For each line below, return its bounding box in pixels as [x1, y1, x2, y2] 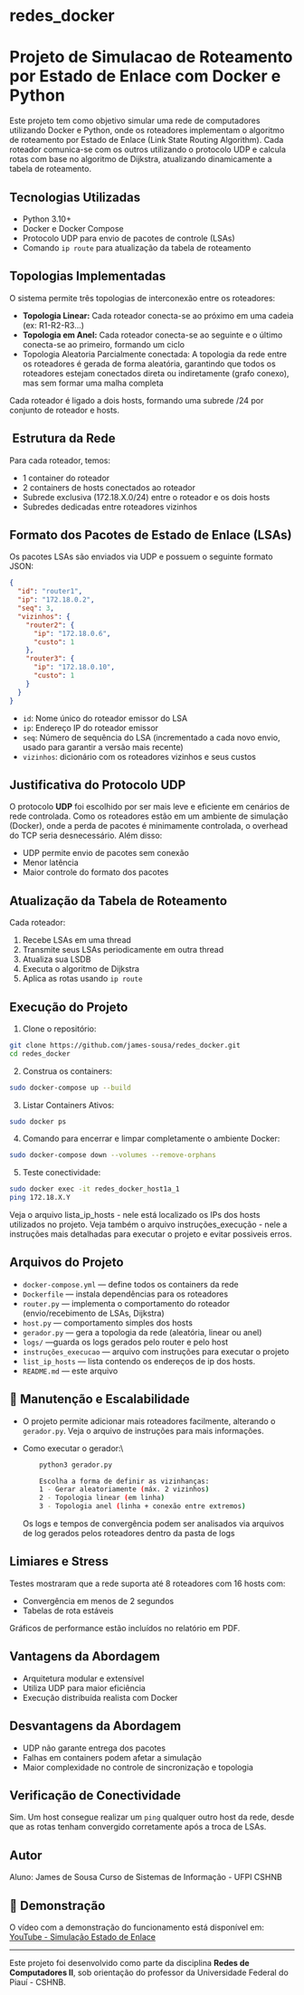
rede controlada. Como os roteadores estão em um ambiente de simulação [9, 811, 289, 822]
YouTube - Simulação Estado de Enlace [9, 1931, 157, 1942]
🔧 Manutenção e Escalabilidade [9, 1392, 190, 1407]
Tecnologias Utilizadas [9, 189, 141, 204]
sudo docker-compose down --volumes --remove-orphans [9, 1151, 217, 1160]
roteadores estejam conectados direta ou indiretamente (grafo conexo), [22, 367, 290, 378]
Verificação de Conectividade [9, 1788, 181, 1803]
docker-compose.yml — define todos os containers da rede [22, 1278, 239, 1289]
